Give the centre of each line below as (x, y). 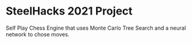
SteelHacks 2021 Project (69, 11)
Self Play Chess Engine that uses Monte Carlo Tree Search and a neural (96, 28)
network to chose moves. (38, 34)
